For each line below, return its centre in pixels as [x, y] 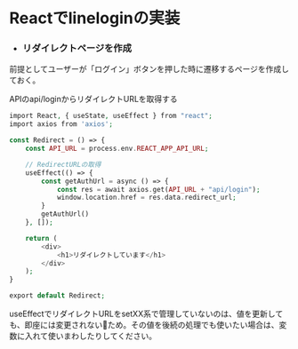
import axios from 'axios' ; [61, 124]
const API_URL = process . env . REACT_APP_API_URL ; [117, 149]
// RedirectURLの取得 [63, 164]
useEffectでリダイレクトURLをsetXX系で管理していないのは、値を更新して [146, 314]
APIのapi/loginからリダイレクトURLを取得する [93, 99]
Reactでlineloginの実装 [95, 18]
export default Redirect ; [57, 296]
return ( [41, 238]
